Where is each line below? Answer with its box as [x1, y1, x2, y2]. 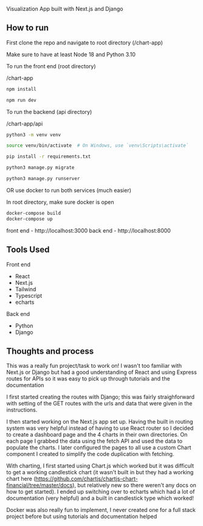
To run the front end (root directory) [6, 62, 96, 69]
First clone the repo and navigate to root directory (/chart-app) [6, 39, 163, 46]
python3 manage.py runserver [6, 176, 80, 182]
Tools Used [6, 245, 50, 255]
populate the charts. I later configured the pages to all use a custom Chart [6, 444, 191, 451]
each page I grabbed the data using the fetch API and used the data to [6, 438, 183, 445]
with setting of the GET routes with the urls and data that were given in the [6, 400, 193, 407]
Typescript [15, 292, 43, 299]
